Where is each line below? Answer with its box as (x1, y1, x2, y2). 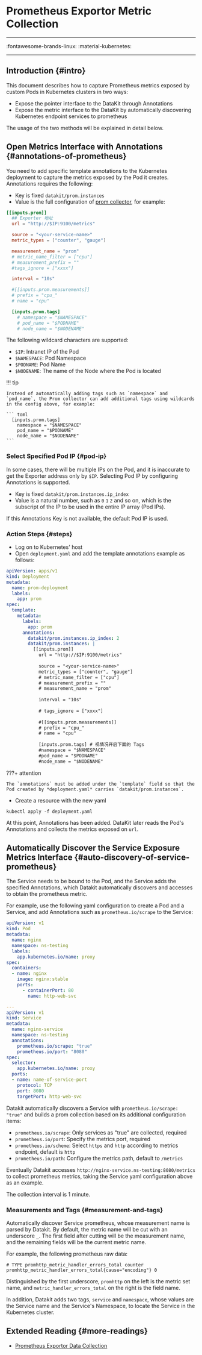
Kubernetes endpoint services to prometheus (14, 113, 127, 120)
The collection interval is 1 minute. (6, 1191, 91, 1198)
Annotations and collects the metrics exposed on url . (6, 825, 139, 833)
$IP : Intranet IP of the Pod (14, 348, 79, 355)
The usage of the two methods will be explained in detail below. (6, 124, 164, 131)
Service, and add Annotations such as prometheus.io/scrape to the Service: (6, 909, 194, 916)
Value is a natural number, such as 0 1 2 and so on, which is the (14, 496, 171, 504)
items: (6, 1117, 22, 1124)
